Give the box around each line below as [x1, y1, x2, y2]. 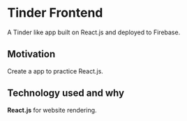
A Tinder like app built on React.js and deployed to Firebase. [7, 28, 181, 36]
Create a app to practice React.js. [7, 66, 103, 75]
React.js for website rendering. [7, 106, 97, 114]
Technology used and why [7, 87, 124, 99]
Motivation [7, 48, 56, 60]
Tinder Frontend [7, 5, 103, 21]
